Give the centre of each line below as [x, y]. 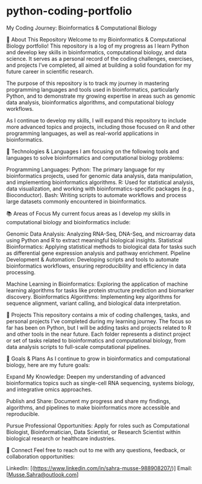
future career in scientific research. [50, 71]
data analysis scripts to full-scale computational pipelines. [78, 347]
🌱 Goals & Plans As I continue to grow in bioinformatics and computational [98, 358]
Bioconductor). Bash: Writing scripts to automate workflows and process [96, 195]
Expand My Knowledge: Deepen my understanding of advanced [86, 376]
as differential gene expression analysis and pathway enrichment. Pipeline [98, 253]
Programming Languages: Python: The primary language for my [85, 169]
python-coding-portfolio [69, 11]
